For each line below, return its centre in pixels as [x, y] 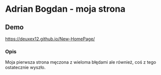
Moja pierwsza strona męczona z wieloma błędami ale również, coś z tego [81, 62]
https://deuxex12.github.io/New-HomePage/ [50, 39]
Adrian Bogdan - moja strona [65, 9]
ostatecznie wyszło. [25, 68]
